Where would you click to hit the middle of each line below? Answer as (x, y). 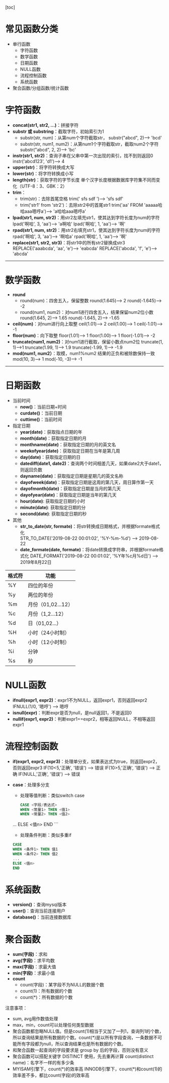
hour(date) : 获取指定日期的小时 (53, 501)
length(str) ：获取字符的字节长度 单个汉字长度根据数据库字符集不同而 (84, 180)
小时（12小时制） (49, 642)
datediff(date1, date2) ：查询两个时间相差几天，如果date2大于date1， (92, 463)
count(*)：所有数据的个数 (46, 997)
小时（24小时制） (49, 632)
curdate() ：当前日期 (41, 413)
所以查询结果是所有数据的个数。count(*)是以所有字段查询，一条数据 (83, 1038)
